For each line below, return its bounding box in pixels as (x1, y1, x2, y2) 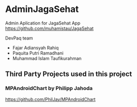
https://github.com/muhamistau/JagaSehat (5, 25, 94, 31)
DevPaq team (5, 35, 34, 41)
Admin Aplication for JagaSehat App (5, 20, 80, 26)
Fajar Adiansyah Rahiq (12, 44, 59, 50)
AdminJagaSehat (5, 3, 79, 15)
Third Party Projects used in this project (5, 70, 132, 78)
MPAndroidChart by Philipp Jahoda (5, 85, 93, 92)
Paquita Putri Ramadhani (12, 50, 64, 56)
